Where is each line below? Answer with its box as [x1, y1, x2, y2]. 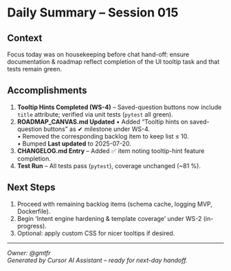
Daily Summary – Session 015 [7, 5, 179, 21]
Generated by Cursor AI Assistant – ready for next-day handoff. [7, 256, 188, 264]
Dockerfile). [16, 207, 51, 215]
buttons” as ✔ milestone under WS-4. [43, 125, 150, 133]
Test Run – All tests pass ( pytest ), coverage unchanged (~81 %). [16, 161, 201, 169]
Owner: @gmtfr [7, 248, 51, 257]
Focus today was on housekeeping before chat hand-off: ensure [7, 50, 190, 58]
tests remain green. [7, 65, 62, 73]
